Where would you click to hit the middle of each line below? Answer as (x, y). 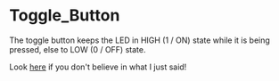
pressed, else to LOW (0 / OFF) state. (78, 49)
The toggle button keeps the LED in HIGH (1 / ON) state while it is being (139, 40)
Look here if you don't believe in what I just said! (98, 67)
